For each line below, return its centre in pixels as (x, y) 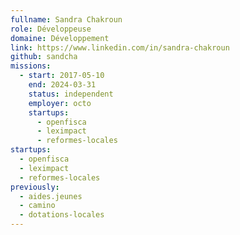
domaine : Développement (60, 38)
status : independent (71, 94)
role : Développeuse (51, 29)
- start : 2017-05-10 (62, 76)
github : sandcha (44, 57)
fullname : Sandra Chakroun (66, 19)
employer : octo (60, 103)
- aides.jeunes (51, 196)
